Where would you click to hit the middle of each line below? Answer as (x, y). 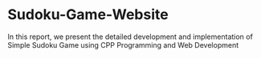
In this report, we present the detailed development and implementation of (130, 37)
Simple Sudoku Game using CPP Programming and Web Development (123, 44)
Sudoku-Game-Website (88, 15)
